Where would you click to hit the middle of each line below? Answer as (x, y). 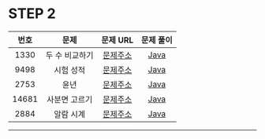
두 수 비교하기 (69, 55)
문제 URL (118, 40)
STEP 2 (32, 14)
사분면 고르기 (70, 99)
